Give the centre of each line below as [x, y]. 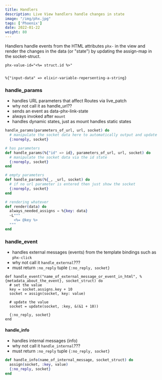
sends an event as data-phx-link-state [50, 111]
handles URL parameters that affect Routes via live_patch [69, 101]
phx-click [22, 258]
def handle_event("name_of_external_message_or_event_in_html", [71, 277]
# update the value [29, 302]
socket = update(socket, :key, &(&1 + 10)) [54, 307]
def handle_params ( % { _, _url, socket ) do [48, 180]
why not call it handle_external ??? [46, 263]
